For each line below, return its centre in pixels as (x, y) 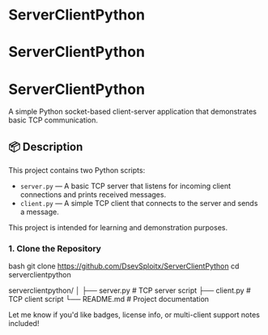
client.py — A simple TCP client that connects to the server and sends (139, 204)
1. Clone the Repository (55, 249)
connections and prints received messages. (93, 195)
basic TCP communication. (53, 120)
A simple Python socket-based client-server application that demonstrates (133, 112)
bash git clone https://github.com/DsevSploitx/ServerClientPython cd (124, 266)
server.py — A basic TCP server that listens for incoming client (125, 186)
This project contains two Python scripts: (77, 170)
